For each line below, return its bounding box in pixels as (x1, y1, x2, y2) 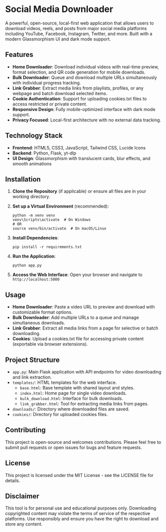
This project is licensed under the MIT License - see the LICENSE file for (5, 472, 154, 478)
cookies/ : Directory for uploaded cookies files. (12, 411, 108, 417)
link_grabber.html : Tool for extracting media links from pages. (19, 401, 149, 406)
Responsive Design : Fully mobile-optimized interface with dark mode (12, 106, 156, 112)
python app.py (12, 263, 42, 268)
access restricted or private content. (12, 101, 87, 107)
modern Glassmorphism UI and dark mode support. (5, 36, 111, 42)
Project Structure (5, 355, 60, 364)
